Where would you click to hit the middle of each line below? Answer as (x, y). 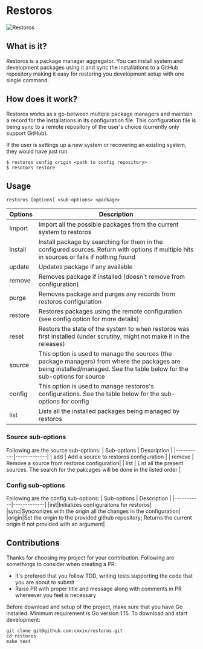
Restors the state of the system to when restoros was (114, 329)
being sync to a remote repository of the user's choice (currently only (93, 126)
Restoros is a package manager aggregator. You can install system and (95, 60)
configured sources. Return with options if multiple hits (116, 250)
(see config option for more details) (89, 319)
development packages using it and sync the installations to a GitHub (92, 67)
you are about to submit (44, 582)
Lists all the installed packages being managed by (109, 411)
